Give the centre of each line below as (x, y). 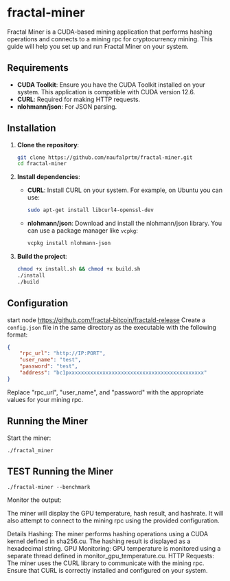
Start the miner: (29, 438)
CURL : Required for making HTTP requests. (79, 99)
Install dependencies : (48, 177)
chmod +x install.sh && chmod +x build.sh (79, 269)
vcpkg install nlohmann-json (69, 243)
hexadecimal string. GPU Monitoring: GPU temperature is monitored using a (114, 549)
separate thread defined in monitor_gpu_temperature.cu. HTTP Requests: (111, 556)
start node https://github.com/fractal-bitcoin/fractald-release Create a (106, 320)
